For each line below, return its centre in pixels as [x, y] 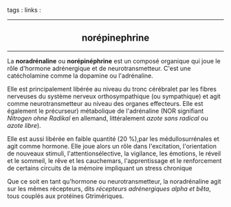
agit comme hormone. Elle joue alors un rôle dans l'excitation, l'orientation [112, 146]
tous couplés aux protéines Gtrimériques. [66, 196]
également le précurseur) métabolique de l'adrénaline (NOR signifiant [106, 111]
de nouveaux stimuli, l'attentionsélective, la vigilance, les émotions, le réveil [114, 153]
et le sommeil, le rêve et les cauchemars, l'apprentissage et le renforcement [114, 160]
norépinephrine [115, 38]
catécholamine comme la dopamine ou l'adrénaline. [80, 76]
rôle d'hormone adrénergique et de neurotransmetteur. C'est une [99, 68]
